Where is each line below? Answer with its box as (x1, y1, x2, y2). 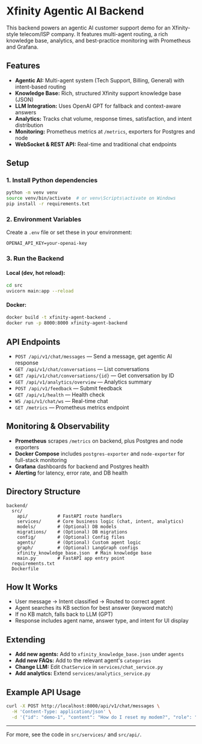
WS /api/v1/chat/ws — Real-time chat (14, 398, 108, 404)
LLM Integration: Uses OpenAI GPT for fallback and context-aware (14, 102, 182, 109)
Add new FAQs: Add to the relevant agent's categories (14, 657, 151, 664)
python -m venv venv (6, 189, 58, 196)
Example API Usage (6, 687, 81, 697)
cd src (6, 283, 23, 289)
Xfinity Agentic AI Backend (6, 4, 144, 18)
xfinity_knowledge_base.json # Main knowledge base (17, 550, 152, 556)
